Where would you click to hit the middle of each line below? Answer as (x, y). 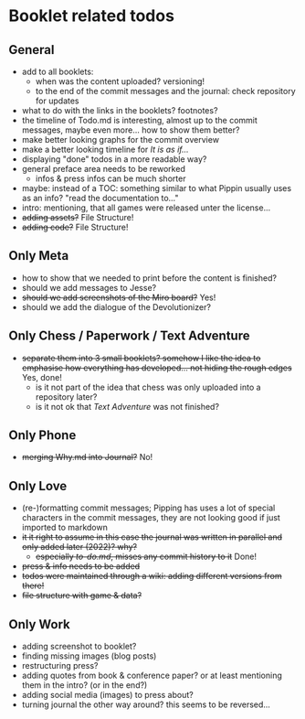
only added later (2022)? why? (79, 547)
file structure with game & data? (82, 596)
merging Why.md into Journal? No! (87, 457)
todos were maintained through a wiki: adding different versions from (152, 576)
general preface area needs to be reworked (104, 169)
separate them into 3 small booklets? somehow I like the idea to (141, 358)
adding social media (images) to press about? (107, 695)
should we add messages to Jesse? (89, 287)
